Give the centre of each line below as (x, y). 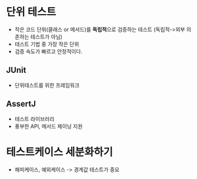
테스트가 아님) (46, 36)
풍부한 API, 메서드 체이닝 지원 (49, 126)
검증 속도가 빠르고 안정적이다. (49, 51)
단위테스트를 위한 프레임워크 (47, 85)
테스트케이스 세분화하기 (59, 152)
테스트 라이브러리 (34, 119)
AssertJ (21, 104)
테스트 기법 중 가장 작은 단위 (47, 44)
